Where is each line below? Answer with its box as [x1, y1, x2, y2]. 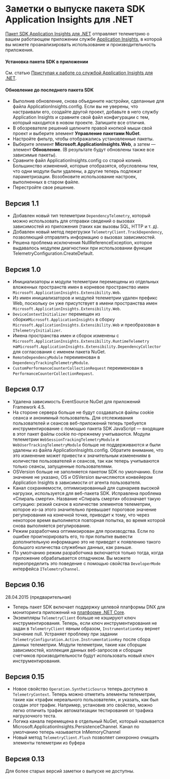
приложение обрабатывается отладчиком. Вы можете [12, 555, 131, 561]
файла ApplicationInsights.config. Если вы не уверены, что [12, 104, 139, 110]
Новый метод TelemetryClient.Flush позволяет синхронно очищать [12, 734, 159, 740]
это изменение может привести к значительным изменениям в [12, 452, 151, 459]
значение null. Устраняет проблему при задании [12, 631, 118, 637]
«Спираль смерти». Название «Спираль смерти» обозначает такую [12, 496, 161, 502]
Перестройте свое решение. [12, 184, 75, 190]
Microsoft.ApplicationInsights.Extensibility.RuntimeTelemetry [12, 339, 150, 344]
